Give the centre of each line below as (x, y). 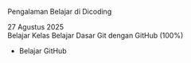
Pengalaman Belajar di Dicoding (60, 12)
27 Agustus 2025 (36, 27)
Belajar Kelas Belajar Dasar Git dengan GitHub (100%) (95, 35)
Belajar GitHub (43, 51)
